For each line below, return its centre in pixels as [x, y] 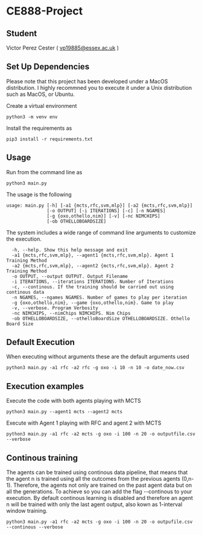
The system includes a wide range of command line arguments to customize [101, 232]
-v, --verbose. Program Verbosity [55, 308]
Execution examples [45, 386]
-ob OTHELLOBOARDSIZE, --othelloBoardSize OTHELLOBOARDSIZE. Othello [101, 318]
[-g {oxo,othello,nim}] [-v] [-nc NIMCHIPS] [104, 216]
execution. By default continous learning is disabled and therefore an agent [99, 498]
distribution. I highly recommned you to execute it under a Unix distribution [99, 87]
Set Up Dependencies [48, 67]
